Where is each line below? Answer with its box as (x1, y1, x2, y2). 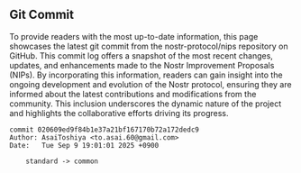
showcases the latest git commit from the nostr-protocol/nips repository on (9, 41, 288, 51)
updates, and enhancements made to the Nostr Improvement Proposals (9, 59, 275, 70)
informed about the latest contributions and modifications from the (9, 88, 257, 99)
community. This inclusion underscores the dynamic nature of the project (9, 98, 282, 109)
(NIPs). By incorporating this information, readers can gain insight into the (9, 69, 283, 80)
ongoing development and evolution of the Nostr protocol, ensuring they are (9, 78, 292, 89)
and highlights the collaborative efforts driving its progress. (9, 107, 229, 118)
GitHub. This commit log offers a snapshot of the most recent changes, (9, 50, 273, 61)
